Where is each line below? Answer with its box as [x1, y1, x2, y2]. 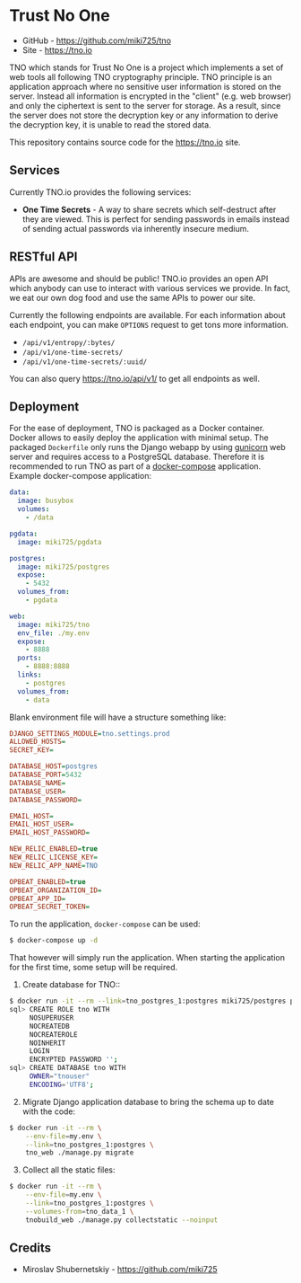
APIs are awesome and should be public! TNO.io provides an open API [9, 273, 269, 284]
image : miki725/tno [17, 620, 90, 629]
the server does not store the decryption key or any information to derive [9, 110, 279, 120]
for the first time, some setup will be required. [9, 962, 178, 973]
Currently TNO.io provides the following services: [9, 186, 192, 198]
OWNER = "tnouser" [29, 1072, 90, 1081]
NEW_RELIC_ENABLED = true [9, 845, 99, 854]
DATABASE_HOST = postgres [9, 762, 99, 771]
